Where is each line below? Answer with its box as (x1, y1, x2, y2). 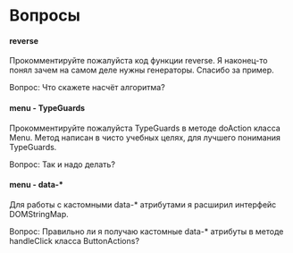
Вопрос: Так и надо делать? (9, 158, 116, 170)
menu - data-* (9, 180, 64, 190)
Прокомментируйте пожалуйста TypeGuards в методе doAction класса (9, 122, 281, 133)
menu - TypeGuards (9, 102, 86, 113)
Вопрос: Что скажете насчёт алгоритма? (9, 82, 165, 93)
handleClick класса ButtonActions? (9, 235, 140, 246)
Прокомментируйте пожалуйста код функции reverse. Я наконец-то (9, 55, 268, 66)
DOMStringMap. (9, 208, 69, 219)
